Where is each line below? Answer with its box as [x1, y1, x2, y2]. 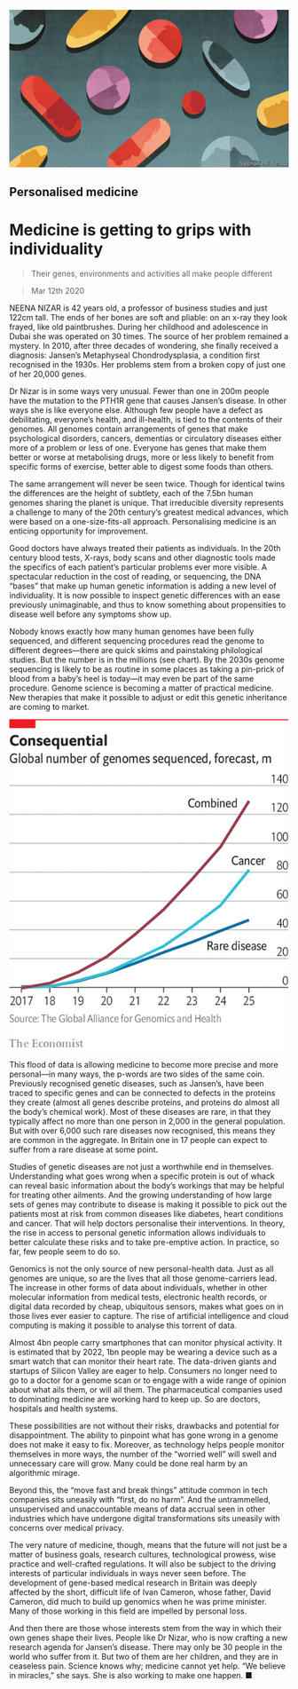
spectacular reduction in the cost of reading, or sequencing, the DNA [9, 571, 262, 581]
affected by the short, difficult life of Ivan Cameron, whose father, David [9, 1586, 271, 1598]
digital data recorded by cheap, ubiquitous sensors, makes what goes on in [9, 1301, 284, 1312]
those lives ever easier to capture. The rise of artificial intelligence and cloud [9, 1310, 289, 1321]
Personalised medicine [9, 184, 139, 200]
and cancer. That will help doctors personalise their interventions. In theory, [9, 1218, 286, 1228]
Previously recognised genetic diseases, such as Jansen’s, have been [9, 1077, 264, 1088]
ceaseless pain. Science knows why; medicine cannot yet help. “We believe [9, 1661, 286, 1671]
